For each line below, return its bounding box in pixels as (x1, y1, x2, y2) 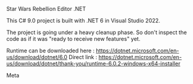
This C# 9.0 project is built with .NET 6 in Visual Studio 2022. (6, 17, 161, 24)
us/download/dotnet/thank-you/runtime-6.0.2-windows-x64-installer (6, 60, 181, 67)
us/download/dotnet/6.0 (6, 54, 67, 60)
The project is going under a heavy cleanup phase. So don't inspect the (6, 29, 187, 36)
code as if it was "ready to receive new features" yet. (6, 35, 141, 42)
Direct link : (68, 54, 97, 60)
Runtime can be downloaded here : (6, 47, 95, 54)
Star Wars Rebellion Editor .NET (6, 5, 86, 12)
